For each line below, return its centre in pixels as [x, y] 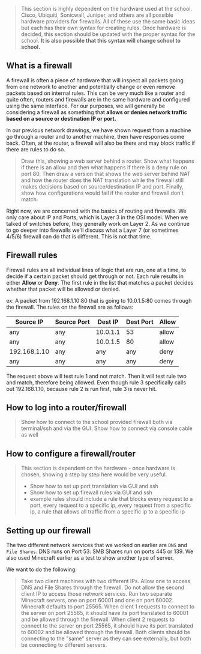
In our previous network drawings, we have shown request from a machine [99, 130]
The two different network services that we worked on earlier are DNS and [97, 545]
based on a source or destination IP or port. [61, 118]
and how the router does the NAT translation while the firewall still [102, 180]
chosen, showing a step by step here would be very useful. [94, 474]
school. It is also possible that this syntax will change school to [101, 41]
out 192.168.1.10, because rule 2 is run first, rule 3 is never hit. [82, 389]
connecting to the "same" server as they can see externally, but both [106, 638]
